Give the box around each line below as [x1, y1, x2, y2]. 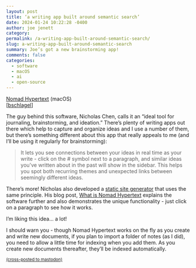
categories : [6, 57, 35, 63]
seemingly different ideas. [20, 174, 84, 181]
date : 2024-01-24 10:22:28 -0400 [6, 19, 88, 25]
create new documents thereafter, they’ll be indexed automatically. [6, 245, 167, 252]
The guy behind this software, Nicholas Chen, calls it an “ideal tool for [6, 113, 174, 120]
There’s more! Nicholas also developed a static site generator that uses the [6, 185, 187, 192]
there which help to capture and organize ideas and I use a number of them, [6, 125, 189, 132]
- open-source [11, 80, 46, 85]
